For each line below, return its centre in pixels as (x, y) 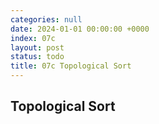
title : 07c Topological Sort (71, 66)
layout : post (37, 47)
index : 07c (33, 38)
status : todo (37, 57)
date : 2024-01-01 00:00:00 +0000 (80, 29)
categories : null (46, 19)
